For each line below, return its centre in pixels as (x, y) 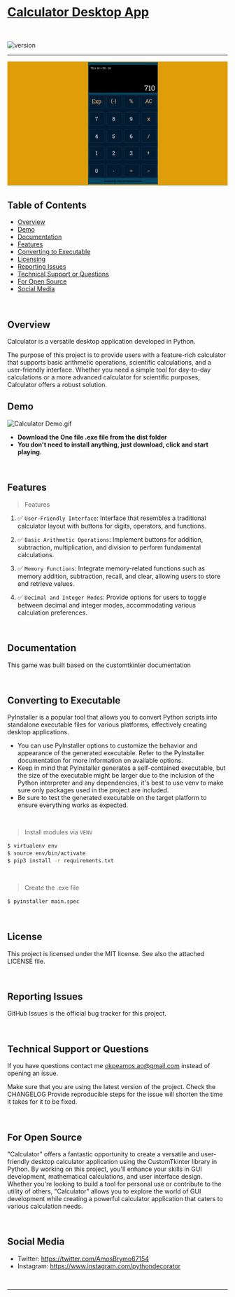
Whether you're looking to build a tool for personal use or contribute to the (114, 1184)
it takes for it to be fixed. (42, 1102)
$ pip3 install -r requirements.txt (60, 861)
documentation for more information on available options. (100, 761)
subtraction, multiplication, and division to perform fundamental (109, 547)
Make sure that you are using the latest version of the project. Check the (112, 1087)
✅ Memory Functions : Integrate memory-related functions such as (111, 568)
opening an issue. (33, 1073)
